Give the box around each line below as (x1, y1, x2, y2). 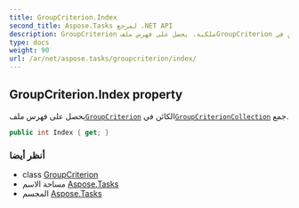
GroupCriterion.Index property (9, 87, 183, 102)
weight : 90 (9, 46, 50, 55)
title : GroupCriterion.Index (9, 12, 117, 22)
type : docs (9, 37, 50, 47)
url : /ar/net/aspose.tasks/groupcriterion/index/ (9, 54, 198, 63)
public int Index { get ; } (9, 128, 109, 137)
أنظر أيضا (9, 148, 45, 161)
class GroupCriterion (21, 169, 99, 180)
